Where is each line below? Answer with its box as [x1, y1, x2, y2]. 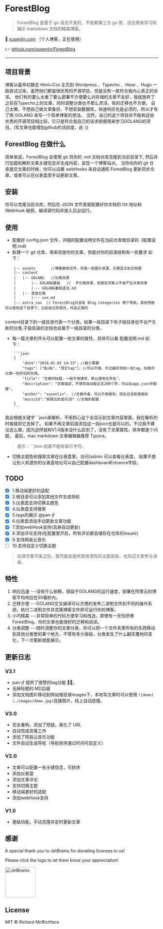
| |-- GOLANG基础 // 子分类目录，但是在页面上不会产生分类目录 [14, 281, 148, 285]
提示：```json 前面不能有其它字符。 [16, 443, 86, 449]
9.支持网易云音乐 [12, 536, 46, 542]
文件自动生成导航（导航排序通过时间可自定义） [12, 740, 106, 746]
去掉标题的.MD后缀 [12, 685, 50, 692]
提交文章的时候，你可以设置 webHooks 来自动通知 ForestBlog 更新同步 [9, 166, 150, 172]
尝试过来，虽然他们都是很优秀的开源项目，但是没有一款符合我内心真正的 [9, 88, 154, 94]
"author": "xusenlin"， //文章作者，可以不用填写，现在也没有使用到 [22, 392, 148, 397]
